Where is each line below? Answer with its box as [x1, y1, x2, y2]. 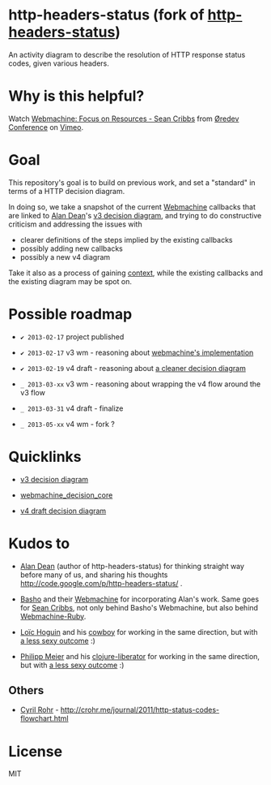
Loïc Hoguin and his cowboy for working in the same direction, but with [19, 627, 258, 636]
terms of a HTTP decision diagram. [8, 186, 125, 196]
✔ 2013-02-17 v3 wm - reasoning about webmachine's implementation [19, 347, 254, 357]
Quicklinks [8, 447, 83, 466]
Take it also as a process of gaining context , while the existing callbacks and [8, 268, 264, 278]
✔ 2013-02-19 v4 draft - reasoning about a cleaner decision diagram [19, 363, 247, 373]
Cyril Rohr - [19, 705, 59, 715]
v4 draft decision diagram [19, 506, 107, 515]
